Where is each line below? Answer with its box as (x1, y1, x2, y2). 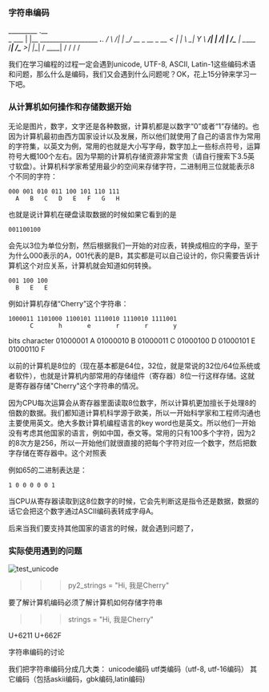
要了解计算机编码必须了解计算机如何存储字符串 (8, 597, 163, 607)
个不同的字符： (8, 171, 58, 181)
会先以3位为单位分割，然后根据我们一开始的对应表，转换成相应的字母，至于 (8, 241, 259, 250)
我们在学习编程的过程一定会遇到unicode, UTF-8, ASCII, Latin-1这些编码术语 (8, 59, 256, 69)
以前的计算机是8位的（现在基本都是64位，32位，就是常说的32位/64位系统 (8, 361, 254, 370)
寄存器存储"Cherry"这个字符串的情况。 (14, 381, 143, 391)
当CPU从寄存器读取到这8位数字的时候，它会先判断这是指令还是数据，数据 (8, 496, 252, 506)
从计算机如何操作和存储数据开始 (8, 102, 132, 113)
